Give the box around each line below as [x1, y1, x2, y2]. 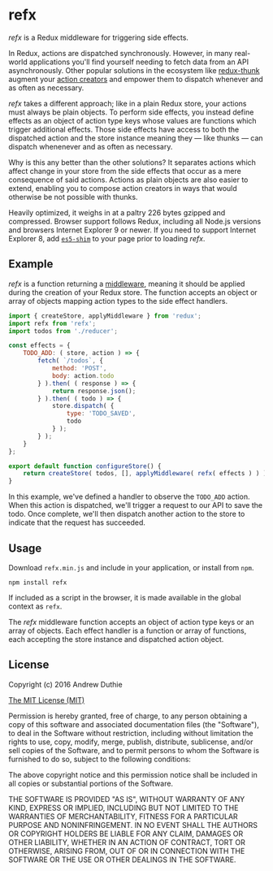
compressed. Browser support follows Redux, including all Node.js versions [8, 216, 262, 226]
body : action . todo [51, 371, 115, 379]
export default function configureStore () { [8, 461, 162, 470]
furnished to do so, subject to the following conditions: [8, 754, 191, 764]
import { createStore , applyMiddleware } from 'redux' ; [8, 311, 201, 320]
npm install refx [8, 578, 67, 587]
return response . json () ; [51, 387, 136, 395]
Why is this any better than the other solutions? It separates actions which [8, 157, 256, 167]
